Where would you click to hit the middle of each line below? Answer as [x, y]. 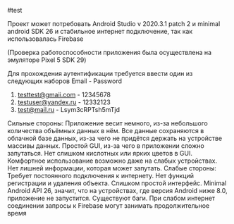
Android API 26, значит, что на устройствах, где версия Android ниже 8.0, [117, 191]
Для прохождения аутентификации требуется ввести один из [100, 74]
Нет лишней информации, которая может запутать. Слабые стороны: [112, 168]
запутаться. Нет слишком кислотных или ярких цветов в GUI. [100, 153]
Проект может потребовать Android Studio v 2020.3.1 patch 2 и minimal [114, 24]
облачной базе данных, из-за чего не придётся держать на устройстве [115, 138]
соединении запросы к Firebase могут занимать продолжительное [109, 206]
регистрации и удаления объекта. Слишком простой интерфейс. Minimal [117, 183]
